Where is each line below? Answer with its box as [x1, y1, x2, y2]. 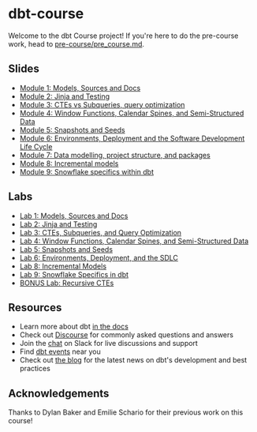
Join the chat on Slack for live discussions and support [19, 339, 199, 348]
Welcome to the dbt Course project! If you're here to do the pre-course [8, 31, 239, 40]
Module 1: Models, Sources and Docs [19, 83, 141, 92]
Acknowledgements [8, 386, 110, 400]
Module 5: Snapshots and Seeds [19, 125, 125, 134]
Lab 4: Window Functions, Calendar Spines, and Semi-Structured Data [19, 236, 249, 246]
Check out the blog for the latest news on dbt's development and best [19, 355, 248, 365]
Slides [8, 62, 39, 76]
